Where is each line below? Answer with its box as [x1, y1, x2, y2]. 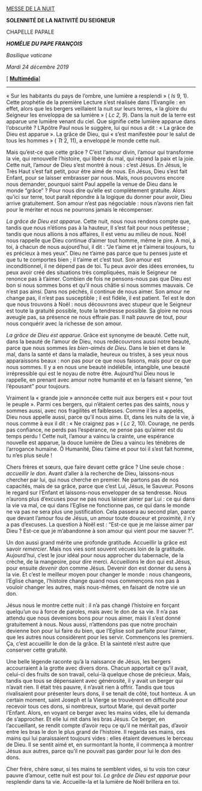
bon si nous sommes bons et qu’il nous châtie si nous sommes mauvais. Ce [6, 282, 194, 289]
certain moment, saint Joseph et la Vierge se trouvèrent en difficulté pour [6, 697, 188, 703]
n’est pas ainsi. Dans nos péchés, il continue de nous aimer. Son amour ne [6, 288, 191, 295]
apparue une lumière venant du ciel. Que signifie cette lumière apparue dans [6, 118, 196, 125]
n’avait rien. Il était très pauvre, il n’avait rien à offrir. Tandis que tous [6, 683, 175, 691]
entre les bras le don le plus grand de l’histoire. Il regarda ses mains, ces [6, 728, 186, 735]
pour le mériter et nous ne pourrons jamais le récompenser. [6, 206, 153, 213]
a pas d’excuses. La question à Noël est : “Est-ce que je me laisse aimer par [6, 521, 194, 528]
